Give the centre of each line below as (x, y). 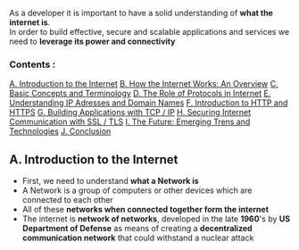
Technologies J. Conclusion (60, 131)
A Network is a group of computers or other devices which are (137, 190)
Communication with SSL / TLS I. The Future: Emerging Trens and (130, 122)
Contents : (33, 64)
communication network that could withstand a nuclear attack (138, 238)
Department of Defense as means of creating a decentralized (137, 229)
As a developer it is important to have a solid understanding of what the (141, 13)
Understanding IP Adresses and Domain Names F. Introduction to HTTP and (149, 103)
